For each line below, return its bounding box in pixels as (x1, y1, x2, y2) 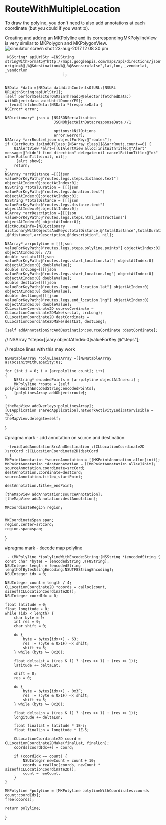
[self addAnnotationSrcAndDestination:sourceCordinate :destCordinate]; (5, 328, 158, 333)
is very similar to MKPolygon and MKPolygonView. (5, 40, 107, 46)
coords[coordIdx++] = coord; (14, 745, 74, 750)
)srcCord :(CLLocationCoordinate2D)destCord (5, 448, 98, 454)
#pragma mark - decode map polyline (5, 545, 83, 551)
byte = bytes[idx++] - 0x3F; (23, 688, 83, 694)
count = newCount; (23, 771, 61, 776)
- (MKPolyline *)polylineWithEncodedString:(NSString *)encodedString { (7, 554, 161, 559)
